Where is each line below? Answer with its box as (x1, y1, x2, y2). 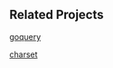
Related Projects (9, 7, 104, 23)
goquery (9, 31, 42, 42)
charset (9, 49, 38, 60)
